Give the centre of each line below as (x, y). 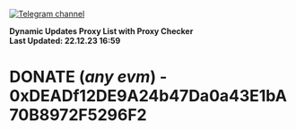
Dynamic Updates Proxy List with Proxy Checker (101, 31)
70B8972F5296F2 (78, 115)
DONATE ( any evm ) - (88, 77)
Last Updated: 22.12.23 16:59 (65, 41)
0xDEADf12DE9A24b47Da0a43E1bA (148, 96)
